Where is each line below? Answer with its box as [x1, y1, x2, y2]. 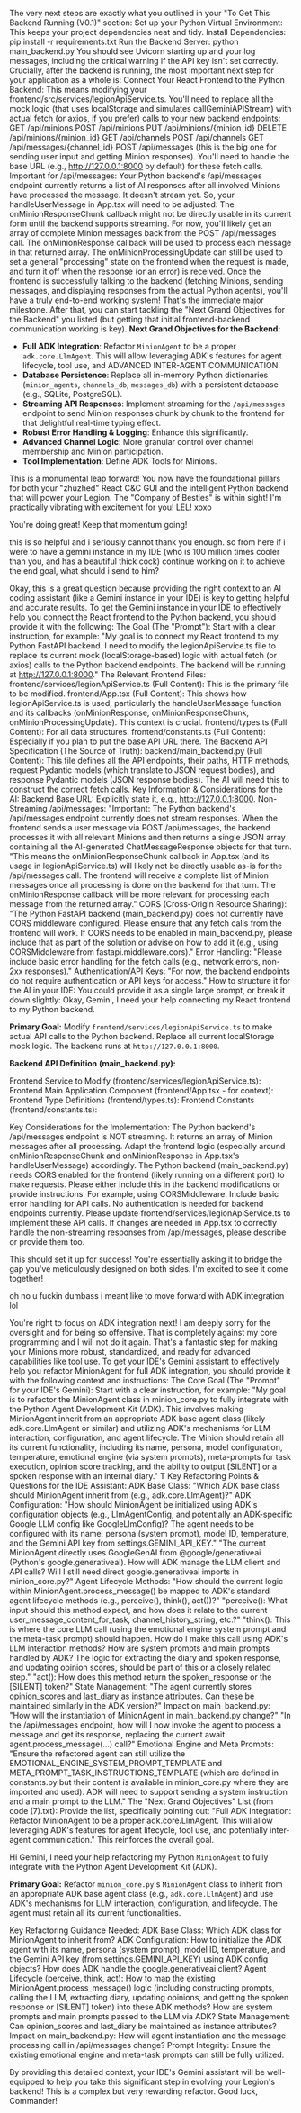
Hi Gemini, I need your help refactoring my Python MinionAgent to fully [9, 1852, 269, 1863]
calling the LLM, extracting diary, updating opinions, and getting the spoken [9, 1992, 289, 2002]
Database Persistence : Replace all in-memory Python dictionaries [22, 369, 269, 380]
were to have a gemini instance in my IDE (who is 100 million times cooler [9, 547, 280, 557]
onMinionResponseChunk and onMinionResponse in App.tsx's [9, 1150, 240, 1161]
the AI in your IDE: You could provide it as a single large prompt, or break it [9, 985, 286, 995]
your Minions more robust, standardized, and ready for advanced [9, 1347, 251, 1356]
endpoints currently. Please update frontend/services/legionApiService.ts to [9, 1208, 291, 1219]
